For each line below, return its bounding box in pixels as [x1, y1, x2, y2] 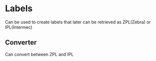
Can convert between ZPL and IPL [5, 51, 74, 57]
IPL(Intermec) [5, 24, 33, 30]
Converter [5, 39, 37, 47]
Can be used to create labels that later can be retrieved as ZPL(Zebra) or [5, 19, 151, 25]
